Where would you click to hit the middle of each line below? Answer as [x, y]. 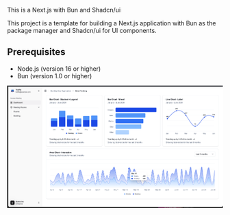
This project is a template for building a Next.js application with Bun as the [112, 23]
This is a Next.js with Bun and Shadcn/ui [64, 10]
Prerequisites [36, 52]
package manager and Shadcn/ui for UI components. [82, 31]
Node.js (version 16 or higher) [59, 69]
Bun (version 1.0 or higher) [54, 76]
